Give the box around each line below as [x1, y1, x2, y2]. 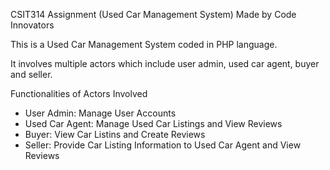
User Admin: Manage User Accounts [24, 107, 177, 119]
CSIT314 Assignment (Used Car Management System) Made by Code [10, 9, 297, 20]
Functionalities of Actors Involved [10, 88, 148, 99]
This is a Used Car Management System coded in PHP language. [10, 39, 278, 50]
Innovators [10, 19, 55, 31]
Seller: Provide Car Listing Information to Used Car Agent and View [24, 139, 302, 151]
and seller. [10, 69, 53, 80]
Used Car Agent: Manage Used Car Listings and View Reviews [24, 118, 283, 129]
